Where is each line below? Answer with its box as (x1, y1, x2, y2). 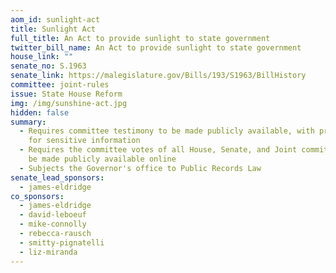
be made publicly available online (28, 154, 177, 164)
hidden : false (10, 107, 70, 118)
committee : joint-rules (10, 80, 110, 90)
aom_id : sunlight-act (10, 14, 101, 25)
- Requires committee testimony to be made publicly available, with (19, 126, 315, 136)
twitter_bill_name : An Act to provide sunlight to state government (10, 42, 302, 53)
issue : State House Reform (10, 89, 123, 99)
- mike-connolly (19, 219, 87, 230)
